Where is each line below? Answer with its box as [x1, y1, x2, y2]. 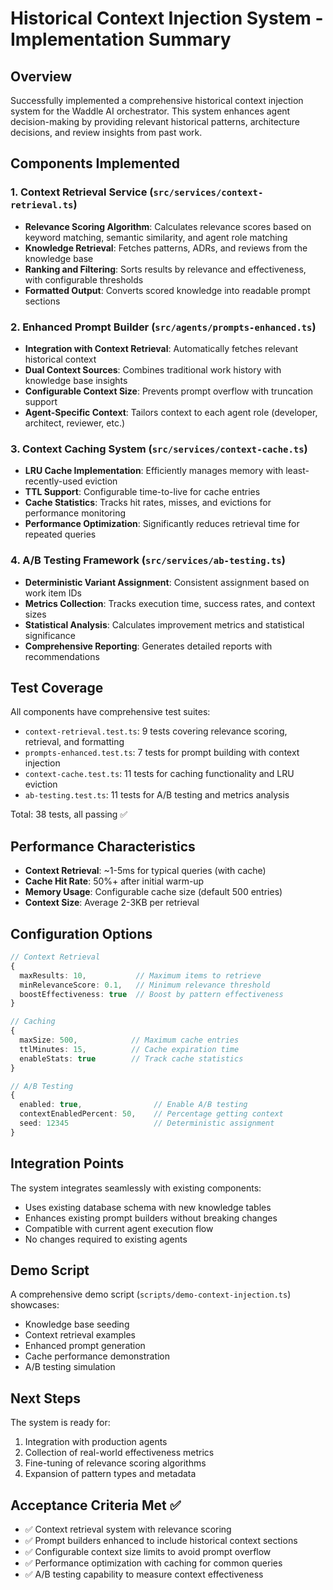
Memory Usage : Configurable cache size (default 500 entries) [24, 886, 283, 898]
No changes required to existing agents [24, 1233, 188, 1245]
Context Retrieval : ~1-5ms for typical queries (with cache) [24, 865, 267, 877]
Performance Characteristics [10, 838, 196, 855]
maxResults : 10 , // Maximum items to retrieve [19, 970, 262, 981]
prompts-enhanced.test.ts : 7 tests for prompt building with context [24, 747, 300, 759]
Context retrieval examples [24, 1329, 136, 1341]
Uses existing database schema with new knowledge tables [24, 1201, 272, 1213]
